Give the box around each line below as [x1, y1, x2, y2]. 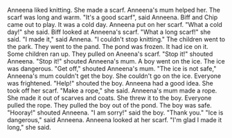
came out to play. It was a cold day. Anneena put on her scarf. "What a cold [7, 21, 223, 28]
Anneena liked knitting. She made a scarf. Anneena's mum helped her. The [7, 6, 220, 14]
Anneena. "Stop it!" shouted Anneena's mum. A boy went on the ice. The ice [7, 57, 225, 65]
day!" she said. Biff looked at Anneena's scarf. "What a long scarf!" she [7, 28, 211, 36]
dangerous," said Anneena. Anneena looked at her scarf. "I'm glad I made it [7, 116, 222, 124]
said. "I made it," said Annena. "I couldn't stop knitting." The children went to [7, 35, 226, 43]
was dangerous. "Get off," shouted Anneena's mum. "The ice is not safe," [7, 65, 217, 72]
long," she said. [7, 124, 52, 131]
